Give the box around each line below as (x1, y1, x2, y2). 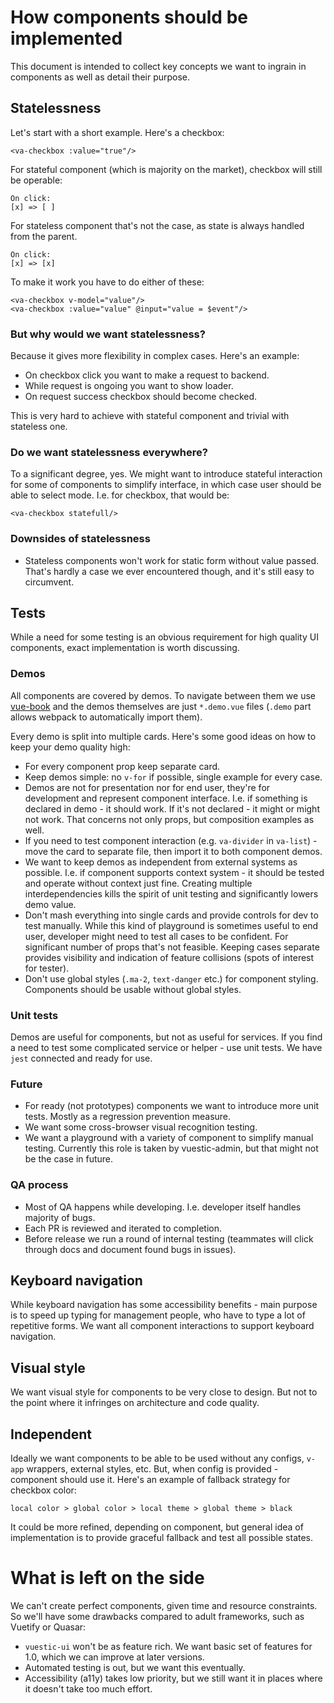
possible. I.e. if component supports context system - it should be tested (24, 866, 325, 878)
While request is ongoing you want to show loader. (24, 380, 234, 392)
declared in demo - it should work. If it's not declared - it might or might (24, 802, 320, 815)
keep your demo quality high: (10, 741, 131, 753)
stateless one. (10, 421, 68, 433)
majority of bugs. (24, 1211, 96, 1223)
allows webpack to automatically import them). (10, 711, 203, 723)
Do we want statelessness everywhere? (10, 445, 208, 459)
